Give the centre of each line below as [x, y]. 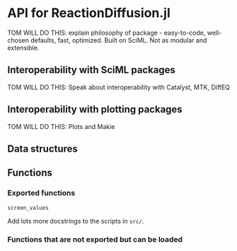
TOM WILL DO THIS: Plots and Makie [61, 126]
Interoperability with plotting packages [95, 110]
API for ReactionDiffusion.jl [89, 13]
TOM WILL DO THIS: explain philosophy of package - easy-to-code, [106, 33]
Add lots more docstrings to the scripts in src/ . [76, 221]
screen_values [28, 208]
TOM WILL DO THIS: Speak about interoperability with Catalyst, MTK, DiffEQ [119, 87]
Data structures [42, 149]
